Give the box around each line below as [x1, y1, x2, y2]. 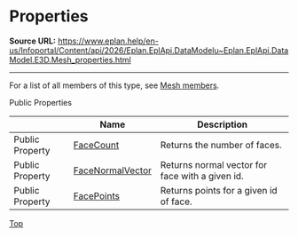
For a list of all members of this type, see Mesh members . [9, 80, 220, 91]
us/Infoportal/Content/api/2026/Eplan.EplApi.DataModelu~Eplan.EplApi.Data [9, 44, 289, 55]
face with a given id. [160, 170, 244, 182]
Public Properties [9, 97, 73, 107]
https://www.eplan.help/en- [57, 36, 160, 46]
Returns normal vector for [160, 158, 268, 170]
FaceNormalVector [73, 164, 153, 177]
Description [197, 118, 248, 130]
